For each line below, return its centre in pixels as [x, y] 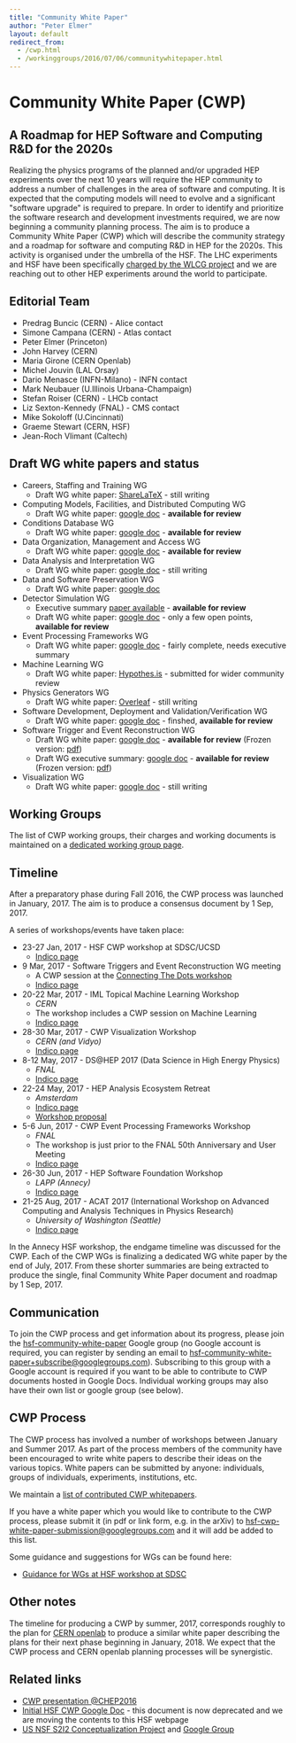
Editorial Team [49, 302]
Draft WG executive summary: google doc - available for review [152, 758]
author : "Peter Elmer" [51, 26]
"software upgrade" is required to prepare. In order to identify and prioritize [147, 208]
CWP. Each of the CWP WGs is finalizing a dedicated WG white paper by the [148, 1257]
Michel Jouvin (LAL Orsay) [70, 370]
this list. [23, 1539]
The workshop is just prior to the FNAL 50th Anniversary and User [156, 1145]
